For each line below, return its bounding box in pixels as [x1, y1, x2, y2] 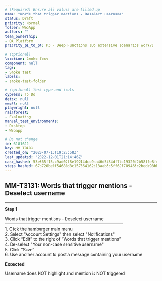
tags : [5, 65, 16, 70]
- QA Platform [5, 39, 34, 44]
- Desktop [5, 123, 25, 128]
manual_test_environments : [5, 119, 59, 124]
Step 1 [5, 207, 18, 212]
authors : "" [5, 30, 29, 34]
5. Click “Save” [5, 247, 35, 252]
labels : [5, 74, 21, 79]
